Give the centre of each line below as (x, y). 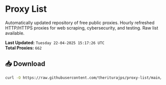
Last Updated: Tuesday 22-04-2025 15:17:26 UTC (55, 42)
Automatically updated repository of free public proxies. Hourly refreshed (80, 23)
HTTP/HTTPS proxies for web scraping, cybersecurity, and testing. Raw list (82, 28)
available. (15, 33)
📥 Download (25, 64)
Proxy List (26, 9)
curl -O (13, 78)
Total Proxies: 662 (23, 48)
